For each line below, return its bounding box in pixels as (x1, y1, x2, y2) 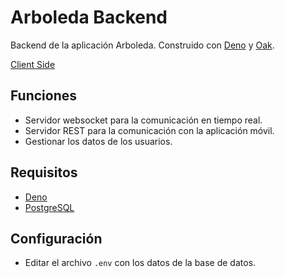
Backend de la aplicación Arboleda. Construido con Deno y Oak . (10, 39, 275, 51)
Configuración (10, 230, 103, 247)
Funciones (10, 87, 78, 105)
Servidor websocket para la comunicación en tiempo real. (24, 114, 263, 126)
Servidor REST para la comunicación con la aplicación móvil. (24, 124, 275, 136)
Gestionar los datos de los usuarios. (24, 135, 173, 147)
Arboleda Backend (10, 6, 168, 29)
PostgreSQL (24, 201, 75, 213)
